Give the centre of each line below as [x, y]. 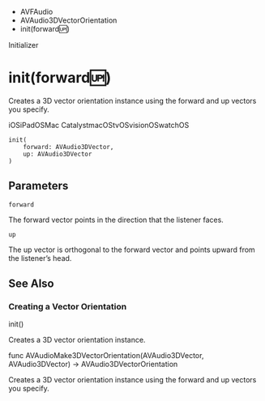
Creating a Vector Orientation [68, 307]
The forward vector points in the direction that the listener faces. [116, 220]
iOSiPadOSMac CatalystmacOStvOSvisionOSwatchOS [99, 125]
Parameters [38, 186]
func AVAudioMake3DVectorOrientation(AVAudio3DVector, [106, 356]
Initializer [24, 45]
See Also [31, 284]
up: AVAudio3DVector [58, 154]
